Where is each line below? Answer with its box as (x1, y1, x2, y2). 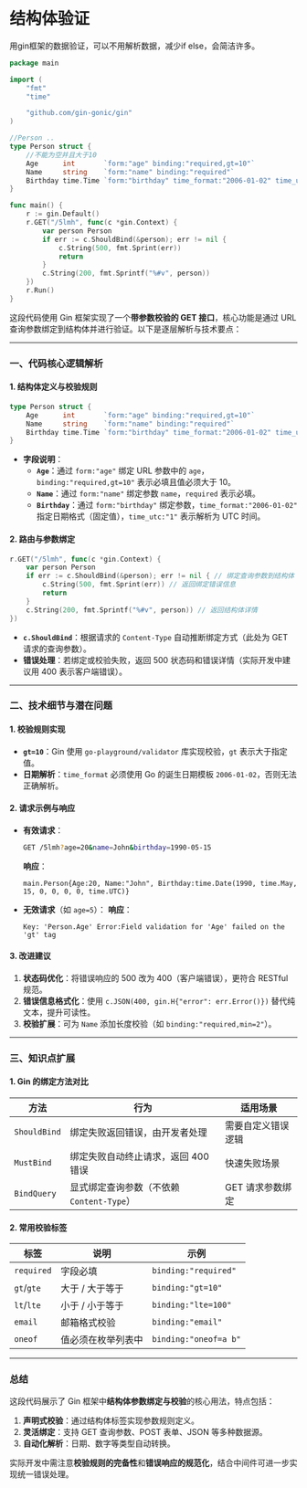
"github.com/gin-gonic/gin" (26, 109, 132, 118)
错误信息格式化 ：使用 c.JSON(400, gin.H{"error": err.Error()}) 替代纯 (22, 995, 296, 1006)
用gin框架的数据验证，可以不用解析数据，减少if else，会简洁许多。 (9, 40, 260, 51)
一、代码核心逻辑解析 (9, 357, 103, 370)
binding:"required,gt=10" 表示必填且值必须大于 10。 (36, 477, 236, 488)
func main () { (9, 201, 64, 210)
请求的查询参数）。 (22, 643, 91, 654)
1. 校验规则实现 (9, 723, 66, 735)
